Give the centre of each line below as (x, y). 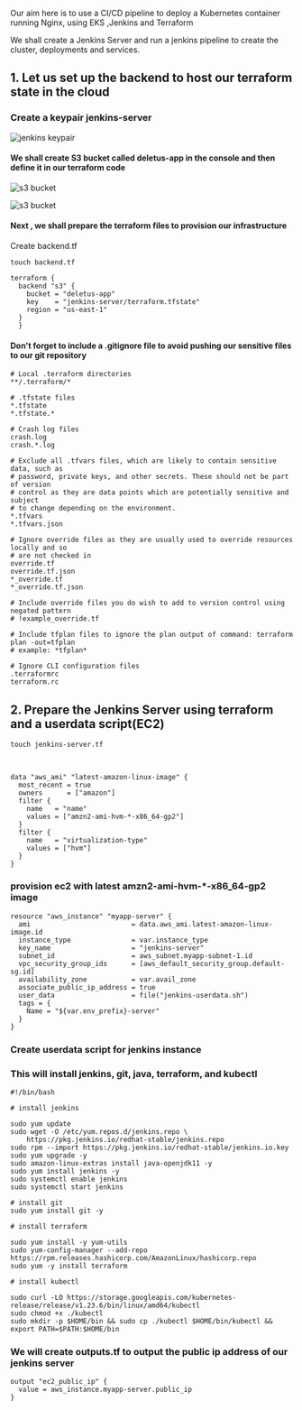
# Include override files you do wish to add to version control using (147, 604)
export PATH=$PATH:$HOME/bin (65, 1330)
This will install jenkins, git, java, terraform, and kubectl (134, 1074)
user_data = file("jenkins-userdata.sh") (133, 995)
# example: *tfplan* (49, 650)
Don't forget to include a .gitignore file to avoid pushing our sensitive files (151, 346)
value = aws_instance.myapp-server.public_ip (105, 1390)
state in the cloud (60, 92)
